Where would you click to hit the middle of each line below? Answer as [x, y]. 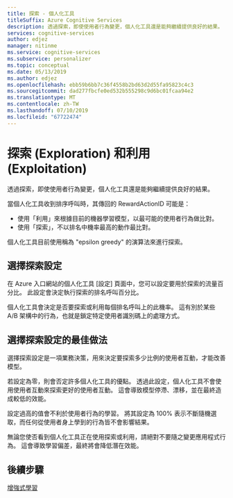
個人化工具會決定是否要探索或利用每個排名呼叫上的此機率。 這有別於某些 [111, 307]
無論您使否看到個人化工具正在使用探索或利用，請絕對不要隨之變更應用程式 [113, 437]
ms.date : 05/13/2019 [37, 72]
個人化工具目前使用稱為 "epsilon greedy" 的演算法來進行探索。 [97, 242]
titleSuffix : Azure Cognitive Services [65, 20]
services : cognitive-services [51, 33]
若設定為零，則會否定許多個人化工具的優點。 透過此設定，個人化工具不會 [111, 381]
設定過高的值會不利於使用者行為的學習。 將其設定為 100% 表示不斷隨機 [109, 413]
